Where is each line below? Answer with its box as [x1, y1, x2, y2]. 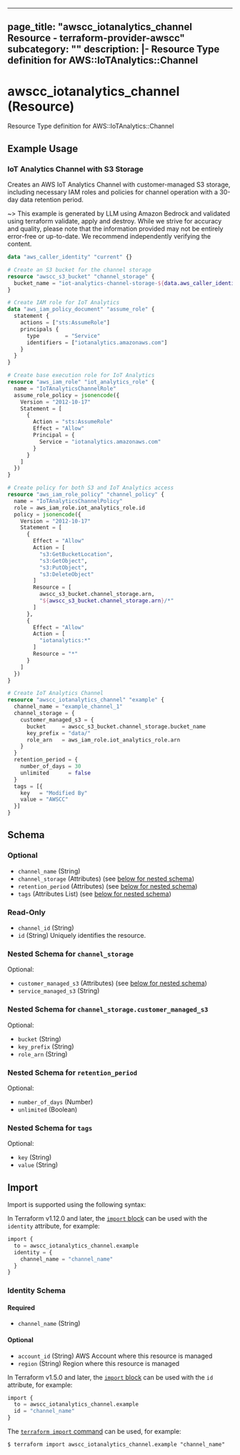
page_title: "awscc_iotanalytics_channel [7, 21, 193, 33]
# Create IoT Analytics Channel [7, 690, 104, 697]
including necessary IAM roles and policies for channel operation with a [7, 188, 219, 196]
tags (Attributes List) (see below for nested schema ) [17, 889, 171, 898]
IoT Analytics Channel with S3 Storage [7, 164, 144, 174]
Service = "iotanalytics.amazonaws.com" [39, 438, 161, 445]
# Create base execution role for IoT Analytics [7, 372, 155, 379]
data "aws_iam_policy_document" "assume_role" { [7, 306, 155, 313]
